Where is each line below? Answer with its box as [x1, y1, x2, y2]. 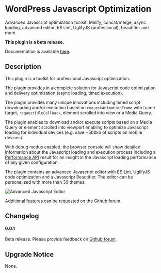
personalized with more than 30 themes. [5, 179, 86, 185]
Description [5, 63, 41, 71]
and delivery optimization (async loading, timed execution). [5, 90, 124, 96]
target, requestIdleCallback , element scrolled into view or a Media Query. [5, 110, 152, 115]
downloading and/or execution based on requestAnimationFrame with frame [5, 104, 155, 110]
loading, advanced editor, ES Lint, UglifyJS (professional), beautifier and [5, 24, 149, 30]
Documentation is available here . [5, 48, 70, 54]
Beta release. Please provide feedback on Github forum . [5, 236, 117, 242]
